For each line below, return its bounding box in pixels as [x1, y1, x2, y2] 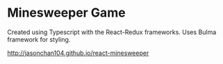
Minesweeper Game [7, 5, 126, 21]
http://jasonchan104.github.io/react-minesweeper [7, 49, 149, 57]
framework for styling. [7, 35, 71, 43]
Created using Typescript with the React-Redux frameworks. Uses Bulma [7, 28, 217, 36]
